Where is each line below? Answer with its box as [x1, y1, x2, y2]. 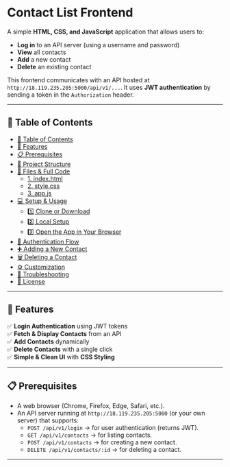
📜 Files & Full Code [16, 167, 71, 176]
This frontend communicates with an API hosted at [7, 75, 150, 84]
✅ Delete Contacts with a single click [7, 345, 113, 353]
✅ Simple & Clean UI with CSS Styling [7, 352, 115, 361]
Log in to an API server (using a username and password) [16, 40, 180, 49]
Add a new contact [16, 55, 71, 63]
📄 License [16, 277, 46, 285]
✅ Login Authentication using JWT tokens [7, 322, 128, 330]
